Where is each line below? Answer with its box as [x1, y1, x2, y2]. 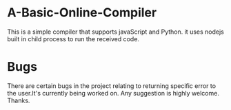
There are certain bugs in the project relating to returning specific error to [7, 81, 216, 90]
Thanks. [7, 96, 30, 104]
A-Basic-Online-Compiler [7, 5, 157, 21]
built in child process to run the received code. [7, 34, 140, 43]
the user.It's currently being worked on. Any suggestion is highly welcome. [7, 89, 219, 97]
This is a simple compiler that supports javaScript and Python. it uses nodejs [7, 27, 224, 36]
